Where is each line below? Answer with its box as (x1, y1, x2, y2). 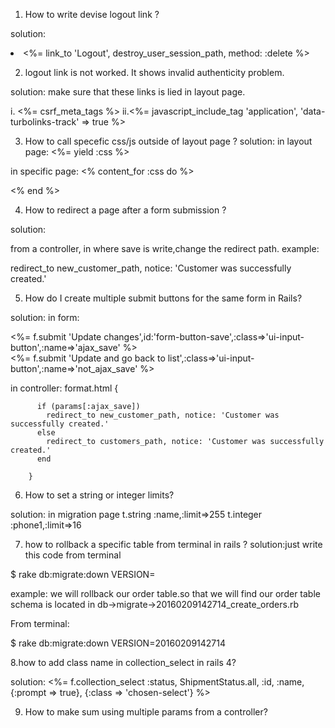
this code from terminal (24, 549, 122, 561)
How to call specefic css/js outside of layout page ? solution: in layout (24, 135, 313, 147)
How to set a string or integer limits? (24, 489, 175, 501)
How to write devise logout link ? (24, 9, 160, 20)
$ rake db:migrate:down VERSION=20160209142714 (10, 637, 226, 649)
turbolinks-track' (10, 116, 80, 128)
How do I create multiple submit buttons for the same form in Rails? (24, 292, 303, 304)
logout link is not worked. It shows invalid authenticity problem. (24, 67, 285, 78)
